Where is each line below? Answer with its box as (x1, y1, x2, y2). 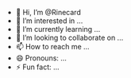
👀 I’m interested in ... (15, 16, 83, 25)
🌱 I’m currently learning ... (15, 25, 101, 33)
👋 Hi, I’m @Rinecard (15, 8, 81, 17)
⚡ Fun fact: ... (15, 62, 60, 72)
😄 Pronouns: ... (15, 53, 67, 63)
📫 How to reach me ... (15, 42, 90, 51)
